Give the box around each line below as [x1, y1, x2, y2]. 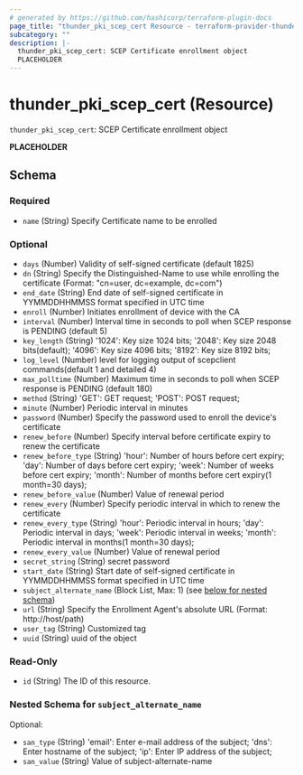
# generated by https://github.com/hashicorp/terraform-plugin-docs [9, 13, 272, 23]
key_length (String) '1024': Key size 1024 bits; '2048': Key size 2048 [22, 335, 277, 346]
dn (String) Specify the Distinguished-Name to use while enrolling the [22, 267, 280, 278]
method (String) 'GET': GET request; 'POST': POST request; [22, 392, 241, 403]
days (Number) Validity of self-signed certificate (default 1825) [22, 258, 254, 269]
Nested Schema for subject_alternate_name [9, 698, 202, 711]
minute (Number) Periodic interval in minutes [22, 402, 188, 413]
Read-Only [9, 655, 59, 668]
